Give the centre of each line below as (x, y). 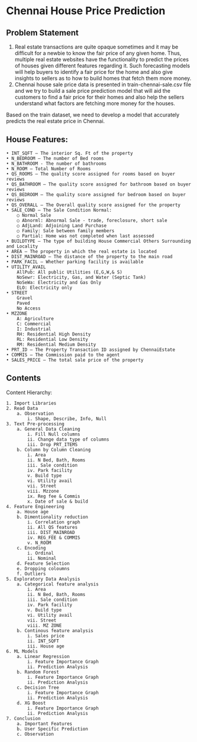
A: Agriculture (35, 318)
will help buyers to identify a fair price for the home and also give (93, 72)
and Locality (22, 246)
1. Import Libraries (32, 403)
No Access (29, 308)
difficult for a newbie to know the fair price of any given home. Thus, (98, 53)
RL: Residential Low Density (52, 339)
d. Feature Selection (43, 563)
